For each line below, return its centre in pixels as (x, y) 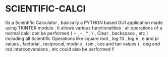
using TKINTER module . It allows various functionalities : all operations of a (84, 27)
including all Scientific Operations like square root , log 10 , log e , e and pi (82, 38)
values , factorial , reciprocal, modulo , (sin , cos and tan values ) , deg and (83, 43)
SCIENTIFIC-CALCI (45, 9)
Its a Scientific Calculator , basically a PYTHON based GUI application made (84, 22)
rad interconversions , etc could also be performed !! (60, 49)
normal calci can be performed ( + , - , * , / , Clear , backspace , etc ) (77, 33)
